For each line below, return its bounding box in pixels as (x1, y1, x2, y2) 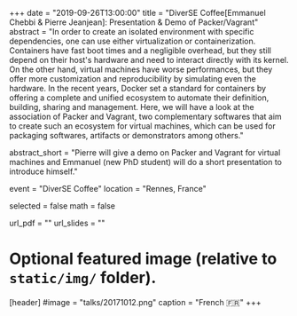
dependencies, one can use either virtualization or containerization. (9, 36, 256, 46)
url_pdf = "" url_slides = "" (9, 217, 106, 228)
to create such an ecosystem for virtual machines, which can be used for (9, 121, 277, 131)
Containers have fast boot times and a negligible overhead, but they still (9, 45, 272, 56)
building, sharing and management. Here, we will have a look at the (9, 102, 254, 112)
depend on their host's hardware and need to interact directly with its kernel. (9, 55, 289, 65)
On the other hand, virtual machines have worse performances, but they (9, 64, 273, 75)
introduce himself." (9, 166, 78, 177)
